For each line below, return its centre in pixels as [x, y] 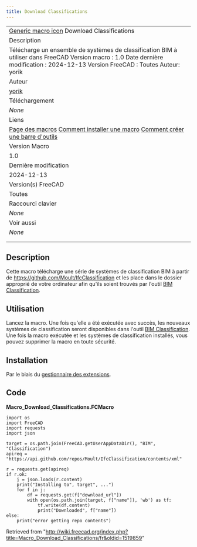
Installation [27, 360]
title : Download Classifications [47, 11]
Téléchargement [32, 101]
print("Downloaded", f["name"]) [77, 510]
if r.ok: [17, 474]
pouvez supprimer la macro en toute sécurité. [61, 342]
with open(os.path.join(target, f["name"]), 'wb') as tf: [99, 500]
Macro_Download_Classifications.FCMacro [60, 407]
